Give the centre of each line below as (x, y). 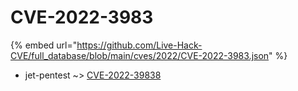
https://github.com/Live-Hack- (139, 45)
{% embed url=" (44, 45)
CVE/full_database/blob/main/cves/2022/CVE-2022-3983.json (140, 55)
